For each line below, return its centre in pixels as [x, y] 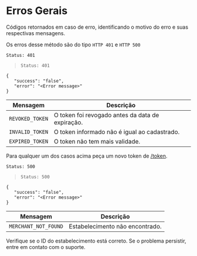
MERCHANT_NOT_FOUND [36, 226]
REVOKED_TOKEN [29, 119]
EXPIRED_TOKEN [29, 141]
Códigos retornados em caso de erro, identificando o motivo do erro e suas [97, 27]
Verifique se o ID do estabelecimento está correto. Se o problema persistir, [96, 241]
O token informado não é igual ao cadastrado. [117, 132]
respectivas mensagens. [36, 33]
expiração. [68, 122]
